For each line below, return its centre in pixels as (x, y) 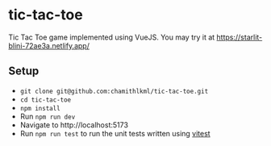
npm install (40, 108)
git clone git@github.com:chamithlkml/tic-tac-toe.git (114, 91)
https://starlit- (240, 37)
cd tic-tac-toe (46, 100)
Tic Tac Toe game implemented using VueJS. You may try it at (112, 37)
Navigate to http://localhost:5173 (74, 125)
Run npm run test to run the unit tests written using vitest (115, 133)
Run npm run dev (48, 116)
